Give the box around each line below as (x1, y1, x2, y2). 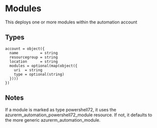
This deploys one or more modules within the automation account (5, 19, 137, 25)
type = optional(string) (14, 72, 65, 77)
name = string (9, 50, 58, 55)
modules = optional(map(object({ (9, 63, 78, 68)
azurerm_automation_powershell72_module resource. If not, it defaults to (5, 112, 153, 118)
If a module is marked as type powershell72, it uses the (5, 107, 116, 112)
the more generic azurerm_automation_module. (5, 117, 101, 123)
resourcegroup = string (9, 55, 58, 60)
